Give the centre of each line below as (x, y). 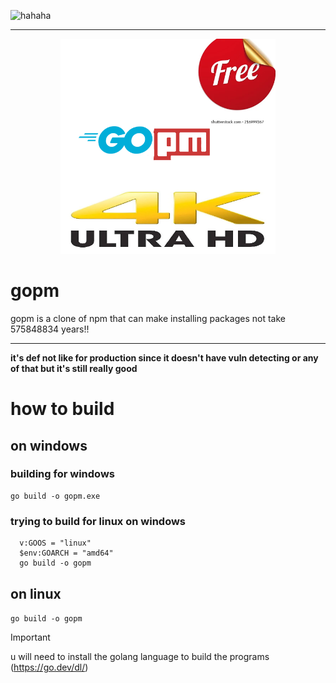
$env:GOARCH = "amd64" (66, 553)
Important (30, 637)
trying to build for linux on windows (98, 521)
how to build (62, 409)
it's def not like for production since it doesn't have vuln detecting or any (164, 357)
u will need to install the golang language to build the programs (140, 656)
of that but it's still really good (74, 368)
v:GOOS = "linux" (55, 543)
